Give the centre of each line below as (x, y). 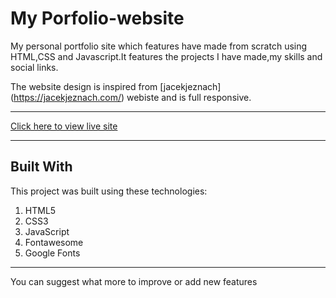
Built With (41, 167)
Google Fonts (52, 253)
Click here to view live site (64, 126)
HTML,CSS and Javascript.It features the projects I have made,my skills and (166, 56)
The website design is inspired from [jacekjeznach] (116, 86)
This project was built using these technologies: (109, 191)
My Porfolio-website (97, 18)
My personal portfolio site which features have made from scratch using (159, 46)
